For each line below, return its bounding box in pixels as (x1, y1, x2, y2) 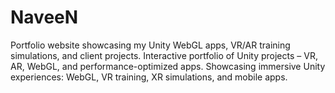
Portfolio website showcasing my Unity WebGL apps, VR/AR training (10, 39, 291, 51)
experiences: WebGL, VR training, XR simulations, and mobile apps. (10, 71, 288, 83)
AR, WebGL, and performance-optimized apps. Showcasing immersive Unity (10, 60, 326, 72)
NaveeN (10, 6, 79, 29)
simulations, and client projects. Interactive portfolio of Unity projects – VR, (10, 49, 318, 61)
